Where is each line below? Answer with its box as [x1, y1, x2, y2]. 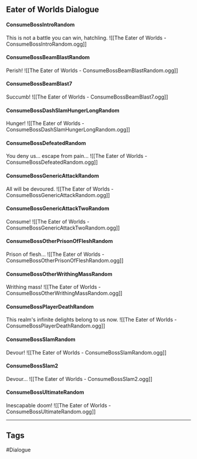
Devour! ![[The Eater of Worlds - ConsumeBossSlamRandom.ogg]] [6, 349, 167, 356]
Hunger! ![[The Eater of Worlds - [6, 120, 84, 127]
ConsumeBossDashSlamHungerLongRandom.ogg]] [6, 126, 130, 133]
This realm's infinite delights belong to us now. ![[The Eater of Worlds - [6, 316, 177, 323]
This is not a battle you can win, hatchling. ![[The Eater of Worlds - [6, 34, 167, 41]
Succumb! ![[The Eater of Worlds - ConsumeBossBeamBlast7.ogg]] [6, 93, 168, 100]
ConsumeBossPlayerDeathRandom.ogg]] [6, 322, 106, 329]
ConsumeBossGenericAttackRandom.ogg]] [6, 191, 110, 198]
